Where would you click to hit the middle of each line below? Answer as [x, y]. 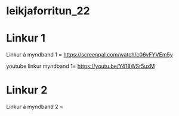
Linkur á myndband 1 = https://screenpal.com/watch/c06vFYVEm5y [89, 55]
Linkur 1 [26, 38]
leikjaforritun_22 [48, 11]
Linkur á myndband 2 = [35, 107]
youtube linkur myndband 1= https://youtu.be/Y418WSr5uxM [81, 66]
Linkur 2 [27, 90]
